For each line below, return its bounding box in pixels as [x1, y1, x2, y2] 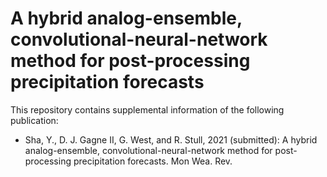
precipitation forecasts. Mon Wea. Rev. [73, 155, 233, 167]
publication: [10, 114, 59, 126]
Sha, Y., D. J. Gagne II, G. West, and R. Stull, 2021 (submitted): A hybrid [24, 133, 318, 146]
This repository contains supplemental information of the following [10, 103, 285, 116]
